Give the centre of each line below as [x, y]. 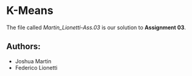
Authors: [23, 47]
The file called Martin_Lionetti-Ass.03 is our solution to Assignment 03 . [96, 27]
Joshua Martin [33, 61]
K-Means [30, 11]
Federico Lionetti [36, 67]
